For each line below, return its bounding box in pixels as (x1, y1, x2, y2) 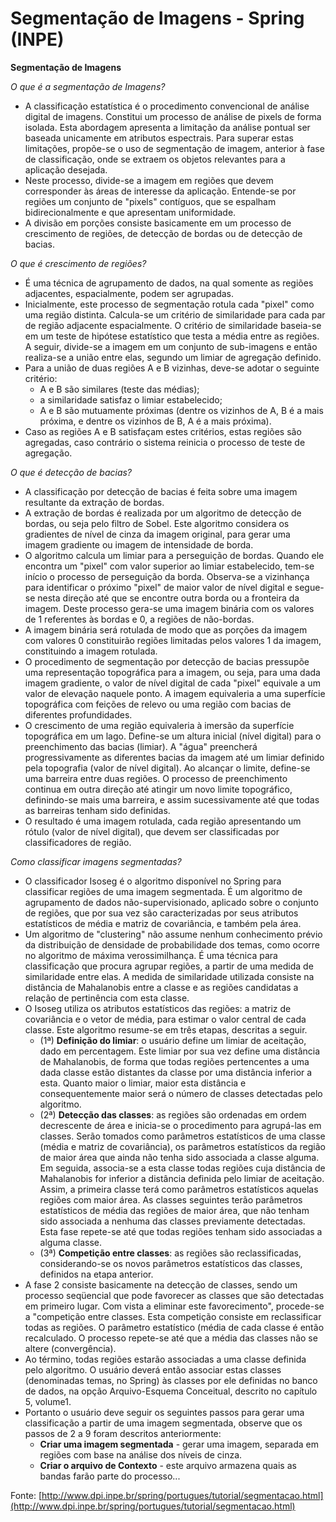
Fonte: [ (10, 1489, 43, 1501)
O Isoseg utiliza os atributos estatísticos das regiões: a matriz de (24, 1002, 292, 1014)
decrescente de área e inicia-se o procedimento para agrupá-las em (39, 1119, 322, 1131)
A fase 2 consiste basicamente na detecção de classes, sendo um (24, 1278, 298, 1291)
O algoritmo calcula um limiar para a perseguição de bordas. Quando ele (24, 549, 325, 561)
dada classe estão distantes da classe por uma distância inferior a (39, 1066, 313, 1078)
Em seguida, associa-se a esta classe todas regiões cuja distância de (39, 1162, 326, 1174)
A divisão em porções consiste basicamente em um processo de (24, 217, 292, 229)
